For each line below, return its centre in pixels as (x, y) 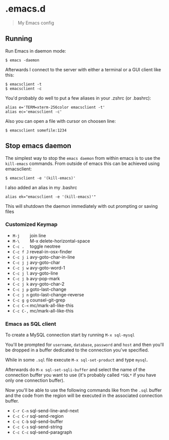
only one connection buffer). (35, 380)
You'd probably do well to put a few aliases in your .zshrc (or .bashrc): (78, 98)
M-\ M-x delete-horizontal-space (51, 241)
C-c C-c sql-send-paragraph (42, 432)
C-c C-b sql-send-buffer (38, 422)
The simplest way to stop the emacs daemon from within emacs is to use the (83, 158)
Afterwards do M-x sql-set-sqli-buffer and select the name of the (75, 370)
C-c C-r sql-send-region (38, 416)
